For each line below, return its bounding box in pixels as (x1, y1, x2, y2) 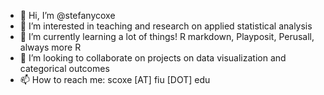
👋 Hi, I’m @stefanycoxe (19, 10, 116, 21)
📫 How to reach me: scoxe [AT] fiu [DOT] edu (19, 74, 211, 85)
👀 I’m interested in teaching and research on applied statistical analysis (19, 20, 313, 32)
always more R (19, 41, 82, 53)
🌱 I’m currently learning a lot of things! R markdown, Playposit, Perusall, (19, 31, 315, 42)
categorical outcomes (19, 63, 110, 74)
